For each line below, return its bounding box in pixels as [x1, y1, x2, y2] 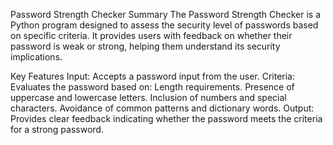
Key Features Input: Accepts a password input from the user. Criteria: [10, 70, 296, 82]
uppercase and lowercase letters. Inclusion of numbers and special [10, 92, 287, 103]
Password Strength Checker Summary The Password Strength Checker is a [10, 9, 322, 20]
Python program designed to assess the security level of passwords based [10, 19, 319, 31]
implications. [10, 51, 63, 63]
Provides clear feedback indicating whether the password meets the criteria [10, 113, 323, 124]
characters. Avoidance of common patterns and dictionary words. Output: [10, 102, 315, 114]
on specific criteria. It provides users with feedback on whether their [10, 30, 293, 41]
